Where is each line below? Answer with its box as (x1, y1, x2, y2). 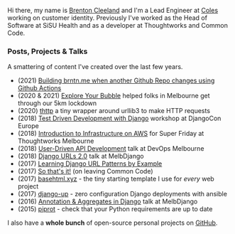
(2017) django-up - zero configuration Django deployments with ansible (17, 190, 227, 198)
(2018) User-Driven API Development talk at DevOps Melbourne (17, 144, 204, 153)
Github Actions (17, 84, 62, 92)
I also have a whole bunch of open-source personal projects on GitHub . (7, 218, 218, 227)
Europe (17, 122, 39, 130)
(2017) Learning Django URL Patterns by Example (17, 159, 163, 168)
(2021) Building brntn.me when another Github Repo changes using (17, 76, 215, 85)
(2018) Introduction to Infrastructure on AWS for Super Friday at (17, 129, 204, 138)
